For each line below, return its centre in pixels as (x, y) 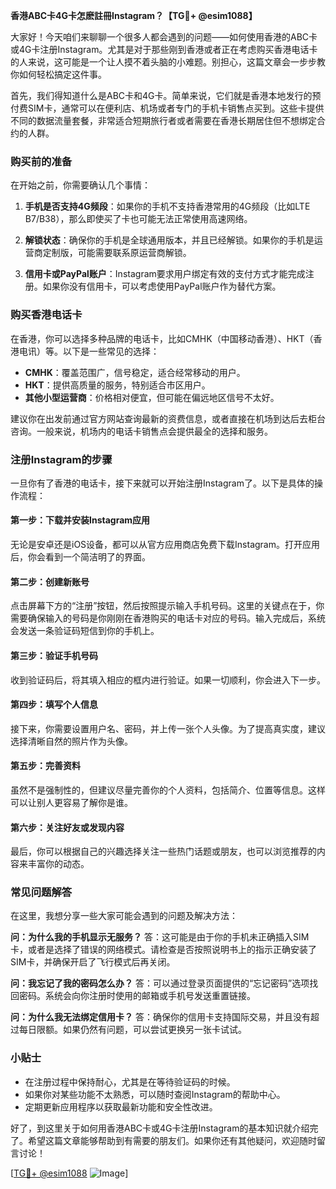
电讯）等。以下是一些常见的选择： (89, 351)
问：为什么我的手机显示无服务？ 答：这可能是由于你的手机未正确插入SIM (160, 937)
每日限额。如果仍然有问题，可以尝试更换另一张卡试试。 (132, 1030)
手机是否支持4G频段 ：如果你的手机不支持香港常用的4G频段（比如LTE (167, 206)
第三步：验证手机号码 (54, 655)
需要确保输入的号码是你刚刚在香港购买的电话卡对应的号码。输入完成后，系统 (168, 618)
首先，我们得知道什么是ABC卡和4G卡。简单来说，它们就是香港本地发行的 (161, 95)
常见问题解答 (41, 892)
